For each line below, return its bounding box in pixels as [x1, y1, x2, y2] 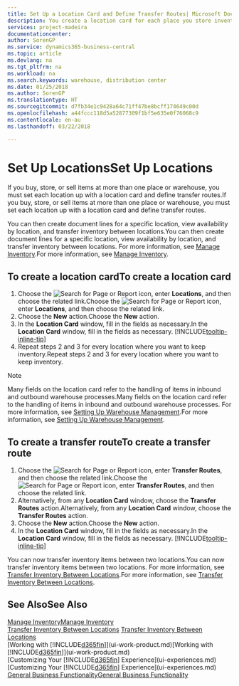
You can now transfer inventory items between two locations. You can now [7, 556, 225, 564]
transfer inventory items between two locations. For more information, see [7, 563, 225, 571]
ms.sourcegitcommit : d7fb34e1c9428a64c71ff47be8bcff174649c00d [7, 103, 199, 110]
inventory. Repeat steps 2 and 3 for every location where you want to [17, 350, 219, 359]
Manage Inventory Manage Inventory [7, 617, 114, 626]
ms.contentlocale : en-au [7, 116, 81, 123]
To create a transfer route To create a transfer [7, 436, 211, 448]
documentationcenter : [7, 30, 72, 38]
